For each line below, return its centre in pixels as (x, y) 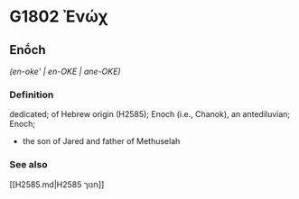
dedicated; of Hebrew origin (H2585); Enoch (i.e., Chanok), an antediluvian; (150, 114)
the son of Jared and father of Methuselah (101, 141)
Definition (32, 95)
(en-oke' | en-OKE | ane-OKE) (65, 71)
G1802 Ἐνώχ (59, 17)
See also (28, 165)
